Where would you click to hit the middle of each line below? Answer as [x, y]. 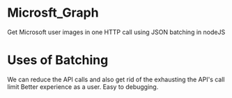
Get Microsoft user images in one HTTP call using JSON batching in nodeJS [116, 32]
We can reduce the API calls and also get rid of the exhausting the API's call [116, 79]
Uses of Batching [58, 60]
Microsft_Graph [53, 13]
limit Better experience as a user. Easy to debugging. [83, 87]
